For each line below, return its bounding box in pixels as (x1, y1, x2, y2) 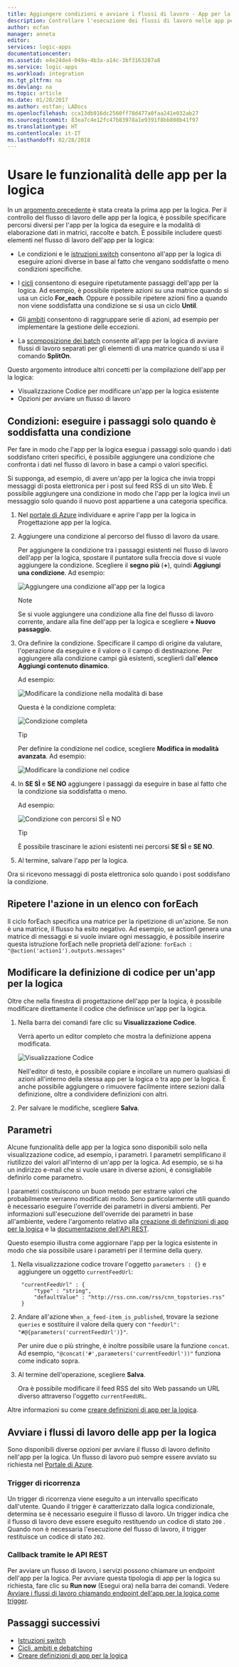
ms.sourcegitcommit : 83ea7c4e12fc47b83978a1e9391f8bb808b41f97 (7, 116, 199, 123)
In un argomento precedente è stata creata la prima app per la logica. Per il (7, 206, 227, 214)
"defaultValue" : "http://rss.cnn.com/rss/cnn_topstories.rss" (33, 1294, 225, 1301)
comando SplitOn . (17, 352, 72, 360)
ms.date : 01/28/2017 (7, 97, 69, 104)
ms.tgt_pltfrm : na (7, 76, 62, 84)
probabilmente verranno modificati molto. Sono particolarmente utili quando (7, 1195, 230, 1203)
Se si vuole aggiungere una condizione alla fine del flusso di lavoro (17, 610, 214, 618)
